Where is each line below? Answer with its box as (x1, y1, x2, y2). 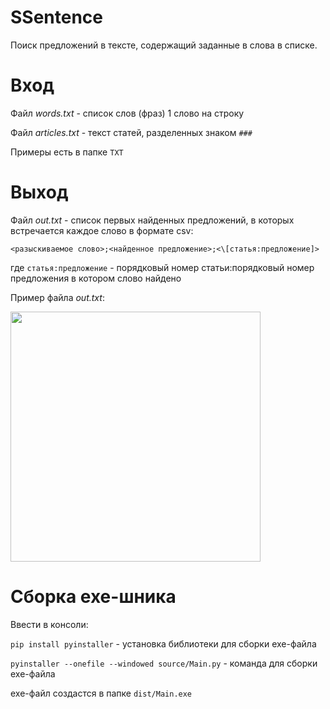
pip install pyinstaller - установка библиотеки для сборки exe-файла (10, 637, 317, 650)
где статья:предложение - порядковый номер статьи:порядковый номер (10, 261, 315, 273)
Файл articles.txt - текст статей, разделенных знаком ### (10, 126, 253, 138)
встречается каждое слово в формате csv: (10, 224, 194, 236)
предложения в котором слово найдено (10, 272, 182, 284)
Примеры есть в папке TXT (10, 146, 124, 158)
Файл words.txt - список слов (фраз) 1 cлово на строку (10, 107, 245, 119)
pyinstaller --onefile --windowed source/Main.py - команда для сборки (10, 657, 318, 669)
